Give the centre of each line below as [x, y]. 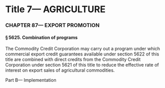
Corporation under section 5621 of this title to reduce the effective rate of [82, 65]
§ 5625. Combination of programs [42, 37]
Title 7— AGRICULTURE [56, 9]
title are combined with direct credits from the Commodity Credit [73, 60]
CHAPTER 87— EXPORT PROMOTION [52, 25]
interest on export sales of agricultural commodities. [60, 70]
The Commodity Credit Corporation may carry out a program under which [83, 49]
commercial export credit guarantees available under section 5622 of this [82, 54]
